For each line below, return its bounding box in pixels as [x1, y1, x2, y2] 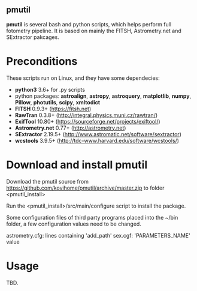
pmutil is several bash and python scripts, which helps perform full [6, 20, 172, 28]
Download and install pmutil [6, 158, 148, 172]
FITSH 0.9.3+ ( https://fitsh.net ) [14, 105, 92, 112]
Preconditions [6, 55, 78, 68]
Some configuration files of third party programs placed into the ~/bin [6, 214, 178, 221]
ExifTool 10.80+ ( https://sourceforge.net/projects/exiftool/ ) [14, 118, 160, 125]
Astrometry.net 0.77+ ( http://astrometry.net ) [14, 124, 126, 131]
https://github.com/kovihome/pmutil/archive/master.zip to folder [6, 184, 165, 191]
